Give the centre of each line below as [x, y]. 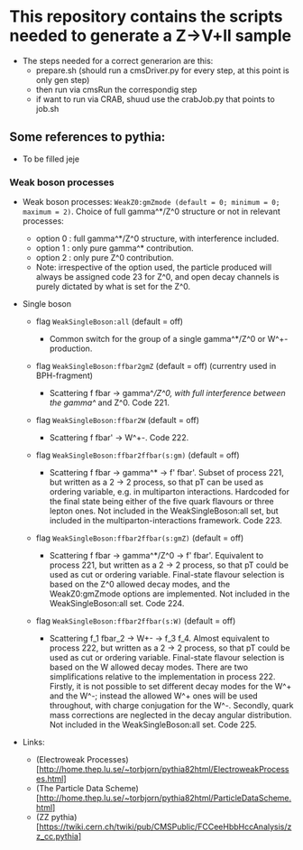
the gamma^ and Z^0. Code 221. [109, 402]
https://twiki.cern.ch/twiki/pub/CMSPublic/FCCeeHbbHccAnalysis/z [165, 827]
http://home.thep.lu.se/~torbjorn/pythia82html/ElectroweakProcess [164, 770]
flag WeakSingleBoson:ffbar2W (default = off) [118, 420]
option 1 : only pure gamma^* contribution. [115, 248]
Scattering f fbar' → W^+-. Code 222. [119, 438]
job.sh [47, 108]
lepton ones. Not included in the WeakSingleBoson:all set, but [164, 511]
